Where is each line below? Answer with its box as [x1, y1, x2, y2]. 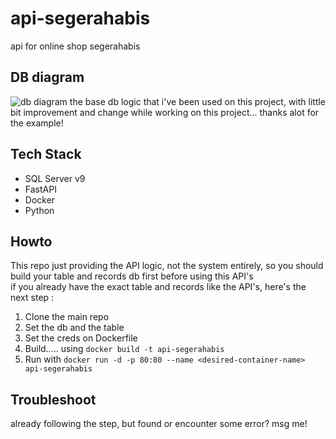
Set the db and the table [24, 322, 125, 334]
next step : [10, 292, 55, 304]
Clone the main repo [24, 311, 110, 323]
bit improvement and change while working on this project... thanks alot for [10, 106, 320, 118]
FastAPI [24, 183, 57, 195]
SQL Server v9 [24, 172, 86, 184]
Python [24, 204, 55, 216]
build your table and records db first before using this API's [10, 270, 254, 282]
